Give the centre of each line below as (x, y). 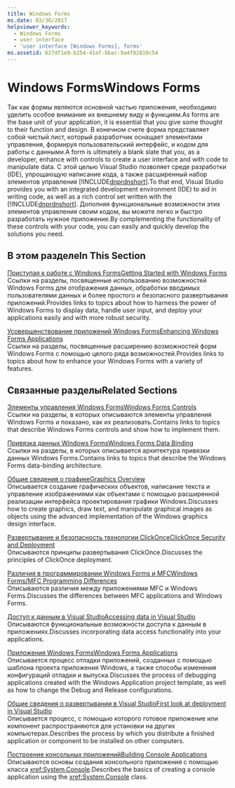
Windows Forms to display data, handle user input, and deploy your (105, 310)
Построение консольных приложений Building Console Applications (107, 754)
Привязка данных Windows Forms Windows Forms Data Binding (100, 443)
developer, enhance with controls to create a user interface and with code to (118, 159)
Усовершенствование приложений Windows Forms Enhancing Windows (113, 331)
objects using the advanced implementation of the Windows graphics (108, 516)
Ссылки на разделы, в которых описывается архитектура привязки (109, 450)
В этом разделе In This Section (76, 256)
